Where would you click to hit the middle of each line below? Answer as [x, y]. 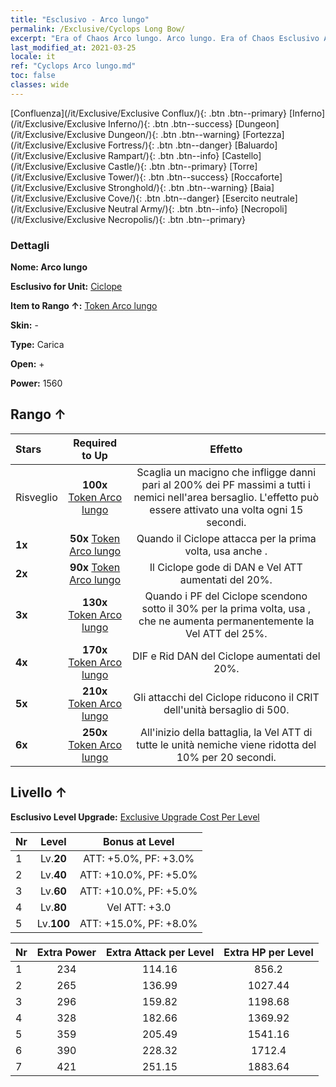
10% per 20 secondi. [226, 757]
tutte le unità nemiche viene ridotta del [226, 744]
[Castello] [241, 155]
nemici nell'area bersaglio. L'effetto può [226, 497]
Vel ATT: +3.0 [139, 907]
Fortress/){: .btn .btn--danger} [170, 145]
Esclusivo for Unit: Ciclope [66, 287]
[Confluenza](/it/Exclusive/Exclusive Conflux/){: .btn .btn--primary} [149, 113]
